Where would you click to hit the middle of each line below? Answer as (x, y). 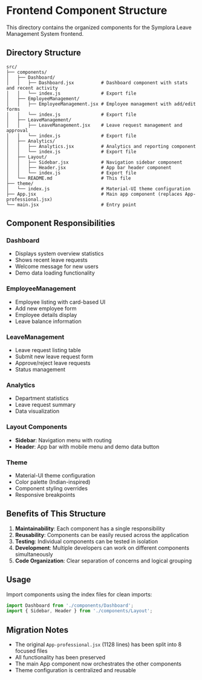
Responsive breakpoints (45, 495)
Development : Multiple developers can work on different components (102, 548)
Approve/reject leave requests (53, 363)
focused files (31, 651)
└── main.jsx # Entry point (71, 205)
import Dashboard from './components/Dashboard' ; (70, 605)
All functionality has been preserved (60, 658)
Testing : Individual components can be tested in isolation (86, 541)
